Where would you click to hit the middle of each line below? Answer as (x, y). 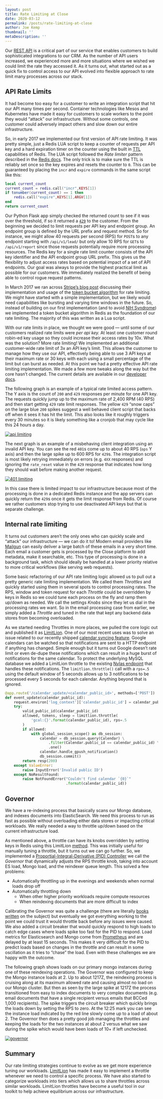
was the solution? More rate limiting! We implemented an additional (72, 343)
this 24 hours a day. (25, 425)
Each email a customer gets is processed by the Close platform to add (75, 551)
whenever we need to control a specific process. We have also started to (78, 1076)
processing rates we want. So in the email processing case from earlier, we (80, 607)
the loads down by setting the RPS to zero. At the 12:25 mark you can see (78, 1008)
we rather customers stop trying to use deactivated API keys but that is (76, 504)
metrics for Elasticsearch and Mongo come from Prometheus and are (74, 937)
